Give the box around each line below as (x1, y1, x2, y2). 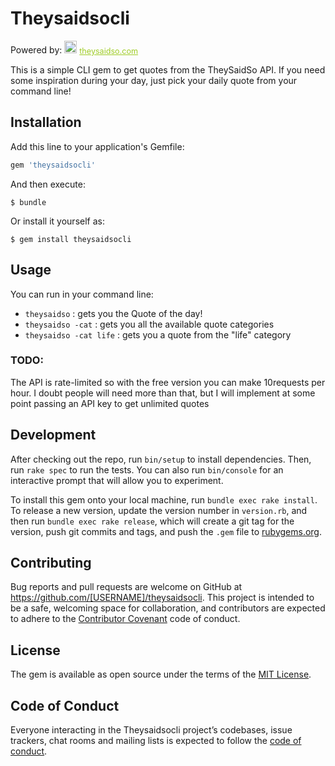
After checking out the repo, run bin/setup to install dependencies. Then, (10, 453, 312, 465)
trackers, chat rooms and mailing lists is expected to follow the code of (10, 735, 302, 747)
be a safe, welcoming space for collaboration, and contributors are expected (10, 602, 326, 614)
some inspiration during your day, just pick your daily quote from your (10, 75, 298, 86)
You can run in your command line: (10, 288, 154, 300)
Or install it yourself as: (10, 215, 105, 227)
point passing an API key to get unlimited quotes (10, 397, 210, 409)
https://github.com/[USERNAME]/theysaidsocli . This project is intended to (10, 592, 315, 604)
